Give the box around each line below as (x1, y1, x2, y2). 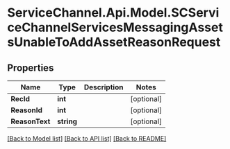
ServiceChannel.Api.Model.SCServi (7, 5, 220, 21)
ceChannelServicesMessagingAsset (7, 19, 224, 35)
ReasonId (10, 105, 43, 115)
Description (83, 82, 124, 91)
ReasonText (10, 116, 51, 126)
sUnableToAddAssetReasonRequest (7, 35, 221, 50)
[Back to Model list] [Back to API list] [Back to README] (7, 134, 167, 143)
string (56, 116, 78, 126)
